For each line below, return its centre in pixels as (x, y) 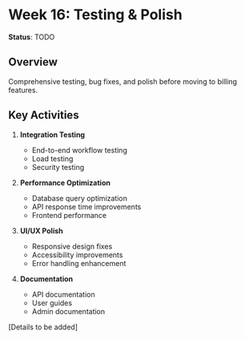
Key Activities (44, 115)
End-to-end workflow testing (80, 150)
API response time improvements (86, 207)
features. (23, 90)
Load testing (52, 159)
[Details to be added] (43, 327)
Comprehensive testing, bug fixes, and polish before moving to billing (123, 81)
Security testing (58, 167)
